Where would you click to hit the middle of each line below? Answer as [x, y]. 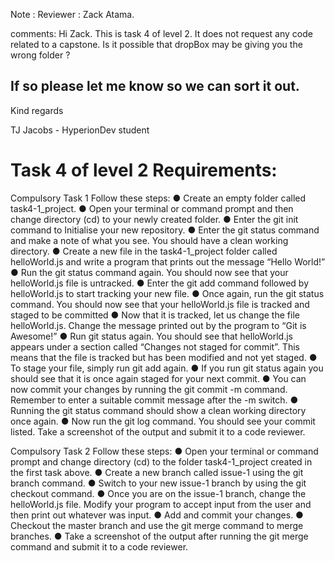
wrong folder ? [40, 55]
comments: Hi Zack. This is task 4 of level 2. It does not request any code [161, 33]
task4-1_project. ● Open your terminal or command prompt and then [152, 208]
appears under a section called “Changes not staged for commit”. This [155, 346]
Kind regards [37, 110]
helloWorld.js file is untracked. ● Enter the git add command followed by [160, 283]
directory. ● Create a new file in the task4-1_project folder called [144, 251]
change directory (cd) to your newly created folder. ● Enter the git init [154, 219]
